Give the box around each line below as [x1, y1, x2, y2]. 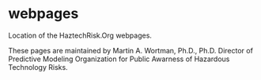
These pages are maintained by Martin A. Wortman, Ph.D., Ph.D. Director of [8, 45, 253, 55]
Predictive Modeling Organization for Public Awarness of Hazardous [8, 54, 230, 64]
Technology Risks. [8, 62, 69, 71]
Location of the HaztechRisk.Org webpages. [8, 31, 153, 40]
